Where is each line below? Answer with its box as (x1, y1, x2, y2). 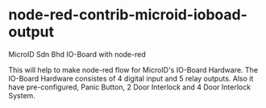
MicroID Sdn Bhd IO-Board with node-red (8, 49, 147, 59)
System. (8, 90, 36, 100)
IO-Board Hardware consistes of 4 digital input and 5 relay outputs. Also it (8, 73, 254, 83)
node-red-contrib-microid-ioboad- (8, 6, 248, 24)
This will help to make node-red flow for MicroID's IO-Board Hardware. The (8, 64, 259, 74)
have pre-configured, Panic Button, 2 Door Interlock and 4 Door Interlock (8, 82, 251, 92)
